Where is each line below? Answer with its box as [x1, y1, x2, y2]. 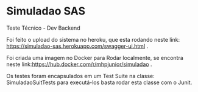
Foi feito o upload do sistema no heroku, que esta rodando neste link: [6, 36, 180, 43]
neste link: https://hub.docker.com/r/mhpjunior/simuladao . [6, 61, 152, 68]
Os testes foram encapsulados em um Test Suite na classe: [6, 72, 155, 79]
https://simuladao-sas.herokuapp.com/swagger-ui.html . [6, 42, 149, 50]
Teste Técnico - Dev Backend [6, 24, 80, 31]
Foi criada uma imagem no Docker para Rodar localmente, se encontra [6, 54, 184, 61]
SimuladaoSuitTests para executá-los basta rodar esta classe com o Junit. [6, 79, 193, 86]
